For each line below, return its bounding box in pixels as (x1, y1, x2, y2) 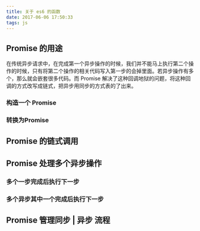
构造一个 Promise (6, 99, 57, 107)
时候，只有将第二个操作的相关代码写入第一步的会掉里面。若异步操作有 (16, 68, 189, 75)
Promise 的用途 (6, 43, 63, 53)
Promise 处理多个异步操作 (6, 158, 102, 168)
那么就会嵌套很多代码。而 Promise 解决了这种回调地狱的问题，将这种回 (16, 75, 191, 82)
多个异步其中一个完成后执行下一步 (6, 195, 104, 203)
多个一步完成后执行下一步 (6, 178, 80, 186)
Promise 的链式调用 (6, 136, 79, 146)
